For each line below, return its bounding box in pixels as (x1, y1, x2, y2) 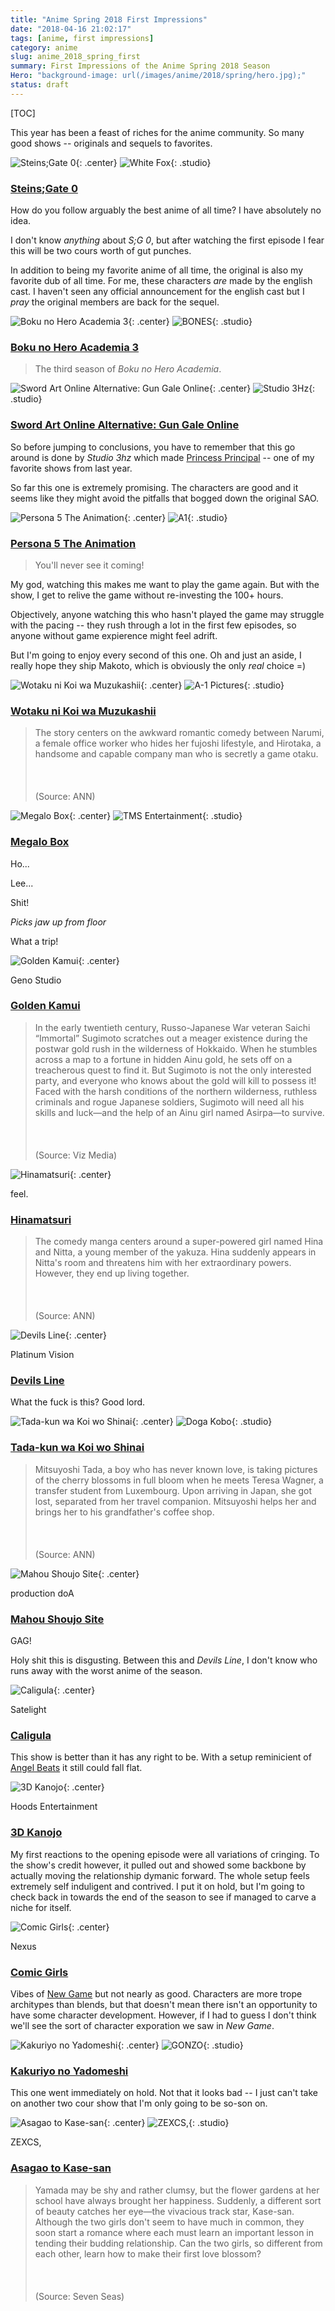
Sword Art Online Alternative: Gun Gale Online (10, 418, 240, 432)
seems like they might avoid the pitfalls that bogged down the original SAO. (10, 492, 320, 504)
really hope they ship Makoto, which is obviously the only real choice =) (10, 659, 307, 671)
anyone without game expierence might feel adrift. (10, 629, 218, 641)
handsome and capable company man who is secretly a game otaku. (34, 748, 319, 760)
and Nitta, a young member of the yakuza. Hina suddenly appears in (34, 1246, 317, 1258)
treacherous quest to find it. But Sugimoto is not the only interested (34, 1064, 312, 1076)
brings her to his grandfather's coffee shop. (34, 1506, 215, 1518)
